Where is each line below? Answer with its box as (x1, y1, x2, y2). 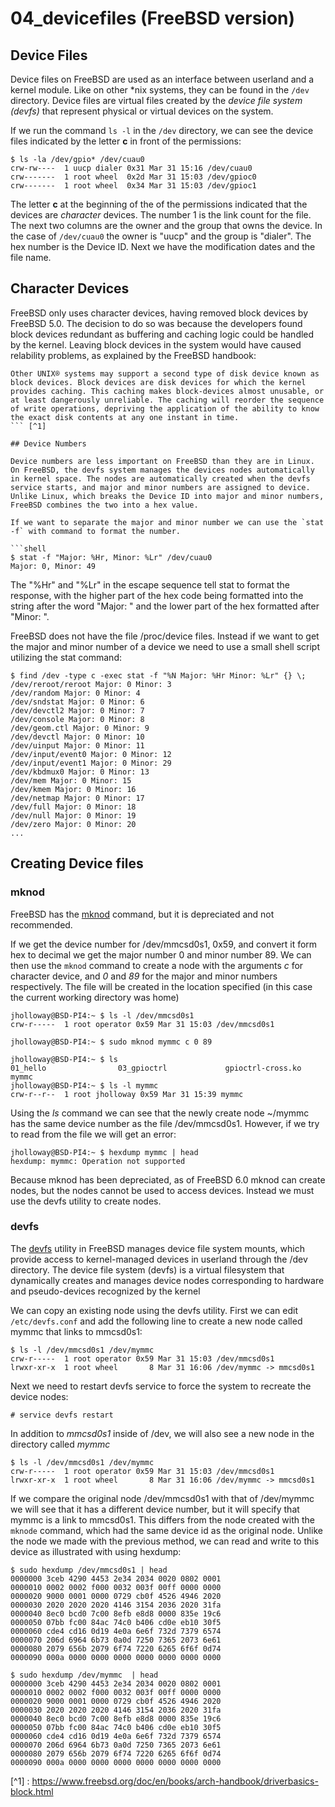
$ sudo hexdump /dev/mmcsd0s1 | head (10, 1565, 168, 1575)
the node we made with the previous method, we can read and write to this (10, 1535, 320, 1547)
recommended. (10, 918, 73, 931)
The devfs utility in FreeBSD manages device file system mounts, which (10, 1242, 305, 1254)
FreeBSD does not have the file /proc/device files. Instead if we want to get (10, 630, 320, 642)
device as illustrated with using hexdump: (10, 1545, 182, 1557)
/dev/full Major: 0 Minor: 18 (10, 802, 137, 812)
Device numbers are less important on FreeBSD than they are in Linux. (10, 456, 315, 466)
